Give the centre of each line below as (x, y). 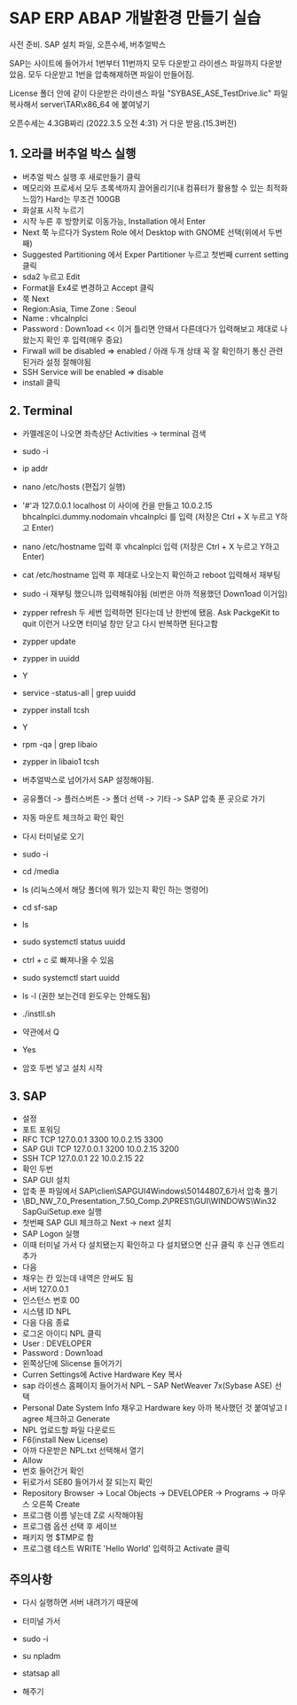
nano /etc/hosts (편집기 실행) (74, 486)
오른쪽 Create (56, 1505)
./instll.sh (39, 1013)
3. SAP (28, 1096)
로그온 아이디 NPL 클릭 (62, 1333)
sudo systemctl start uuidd (70, 977)
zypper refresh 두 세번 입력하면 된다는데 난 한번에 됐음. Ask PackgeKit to (151, 612)
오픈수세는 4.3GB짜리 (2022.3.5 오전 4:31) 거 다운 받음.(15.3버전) (123, 123)
